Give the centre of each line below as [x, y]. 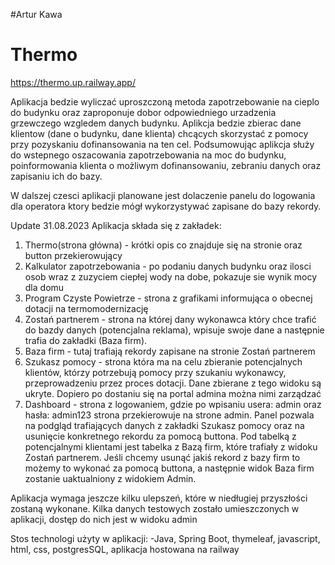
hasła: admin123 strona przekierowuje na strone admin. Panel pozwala [169, 415]
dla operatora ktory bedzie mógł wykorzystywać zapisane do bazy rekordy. [166, 206]
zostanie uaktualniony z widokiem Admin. [110, 478]
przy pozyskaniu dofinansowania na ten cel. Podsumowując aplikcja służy [162, 144]
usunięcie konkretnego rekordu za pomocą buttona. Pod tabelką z [160, 436]
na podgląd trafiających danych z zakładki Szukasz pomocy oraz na [164, 425]
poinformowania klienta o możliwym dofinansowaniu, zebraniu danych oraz [166, 165]
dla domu [44, 287]
